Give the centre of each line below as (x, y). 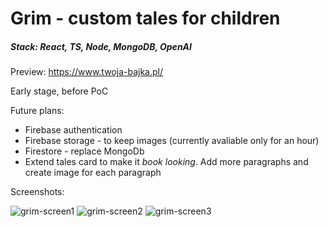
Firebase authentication (73, 130)
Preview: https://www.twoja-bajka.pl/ (86, 72)
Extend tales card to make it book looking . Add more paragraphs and (166, 162)
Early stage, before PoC (59, 91)
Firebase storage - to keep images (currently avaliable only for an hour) (172, 141)
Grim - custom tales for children (145, 18)
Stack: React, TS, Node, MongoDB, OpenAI (101, 46)
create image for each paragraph (93, 173)
